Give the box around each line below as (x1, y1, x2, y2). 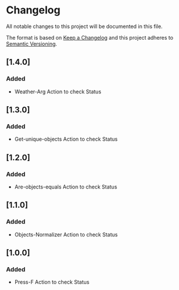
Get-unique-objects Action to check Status (14, 135, 118, 143)
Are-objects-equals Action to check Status (14, 183, 118, 190)
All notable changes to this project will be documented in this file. (6, 23, 163, 30)
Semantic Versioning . (6, 40, 57, 47)
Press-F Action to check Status (14, 278, 90, 286)
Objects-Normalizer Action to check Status (14, 231, 118, 238)
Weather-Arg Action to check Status (14, 88, 101, 95)
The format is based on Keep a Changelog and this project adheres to (6, 34, 174, 41)
